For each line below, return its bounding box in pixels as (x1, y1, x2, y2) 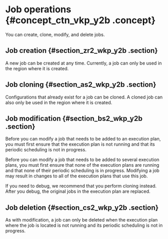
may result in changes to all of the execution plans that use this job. (5, 173, 148, 179)
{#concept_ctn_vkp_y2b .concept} (5, 14, 156, 26)
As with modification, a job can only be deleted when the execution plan (5, 217, 158, 223)
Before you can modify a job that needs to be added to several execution (5, 156, 160, 163)
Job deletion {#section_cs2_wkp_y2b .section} (5, 203, 159, 212)
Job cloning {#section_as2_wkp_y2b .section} (5, 81, 157, 89)
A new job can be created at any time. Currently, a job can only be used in (5, 60, 162, 66)
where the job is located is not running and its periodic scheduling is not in (5, 222, 163, 229)
